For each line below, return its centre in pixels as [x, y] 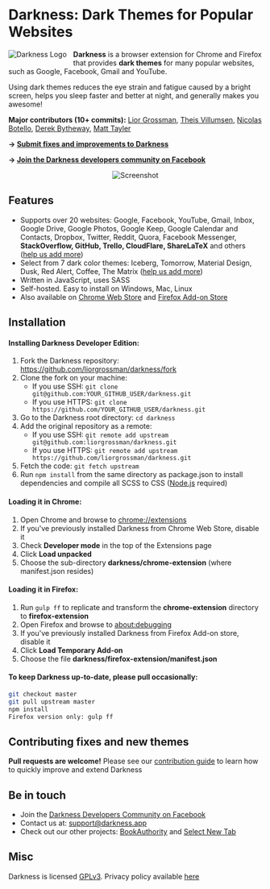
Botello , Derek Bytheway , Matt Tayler [70, 128]
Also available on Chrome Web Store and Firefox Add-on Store [124, 297]
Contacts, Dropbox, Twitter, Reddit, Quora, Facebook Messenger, [128, 237]
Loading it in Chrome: [45, 501]
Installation [37, 323]
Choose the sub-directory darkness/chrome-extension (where [126, 563]
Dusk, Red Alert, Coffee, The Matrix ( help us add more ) [111, 271]
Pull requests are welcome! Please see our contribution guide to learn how [133, 761]
